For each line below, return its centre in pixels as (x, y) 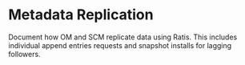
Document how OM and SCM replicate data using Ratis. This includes (123, 37)
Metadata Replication (81, 15)
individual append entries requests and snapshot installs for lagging (120, 45)
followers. (25, 54)
